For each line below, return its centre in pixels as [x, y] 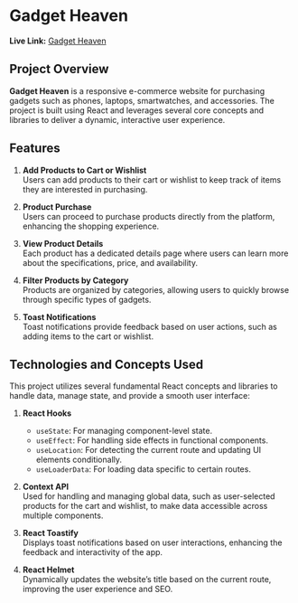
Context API [46, 487]
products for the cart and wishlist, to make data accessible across [145, 506]
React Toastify [50, 533]
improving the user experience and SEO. [98, 589]
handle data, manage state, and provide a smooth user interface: [130, 396]
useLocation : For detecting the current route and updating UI [149, 450]
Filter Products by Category [75, 280]
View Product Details [63, 243]
